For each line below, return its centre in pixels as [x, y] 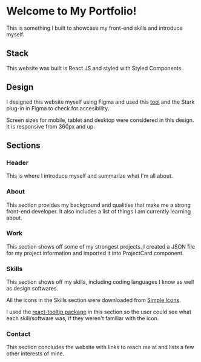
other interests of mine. [35, 354]
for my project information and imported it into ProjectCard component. [95, 253]
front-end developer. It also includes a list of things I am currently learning [99, 211]
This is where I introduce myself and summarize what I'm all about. [90, 176]
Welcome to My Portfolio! [71, 11]
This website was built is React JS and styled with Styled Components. [95, 68]
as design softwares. [32, 289]
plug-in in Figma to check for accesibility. [58, 108]
